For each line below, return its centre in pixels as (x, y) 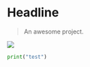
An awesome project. (54, 31)
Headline (33, 13)
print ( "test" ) (27, 57)
